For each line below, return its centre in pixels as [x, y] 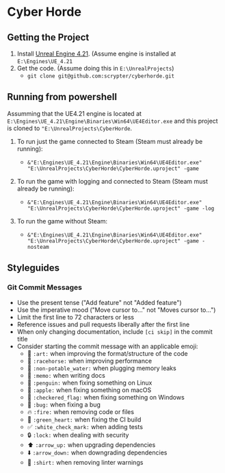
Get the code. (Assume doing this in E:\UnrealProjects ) [95, 68]
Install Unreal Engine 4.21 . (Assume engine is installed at [96, 53]
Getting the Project [48, 37]
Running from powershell [62, 97]
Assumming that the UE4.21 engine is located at [75, 113]
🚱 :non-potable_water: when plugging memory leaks [102, 368]
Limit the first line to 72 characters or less [76, 317]
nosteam [38, 247]
